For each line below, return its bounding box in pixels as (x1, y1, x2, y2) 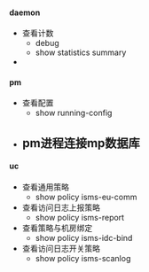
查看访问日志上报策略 (21, 202, 100, 213)
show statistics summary (35, 47, 127, 58)
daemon (9, 7, 41, 18)
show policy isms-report (35, 213, 125, 222)
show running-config (35, 107, 113, 119)
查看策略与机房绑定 (21, 222, 93, 233)
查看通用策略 (21, 182, 69, 192)
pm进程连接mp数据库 (21, 136, 140, 151)
